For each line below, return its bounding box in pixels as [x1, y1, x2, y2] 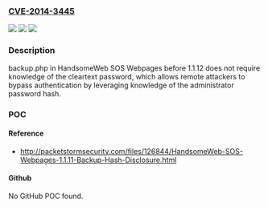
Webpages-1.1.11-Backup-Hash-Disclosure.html [19, 155, 177, 164]
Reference [8, 128, 44, 138]
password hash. [8, 88, 62, 98]
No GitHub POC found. [8, 191, 84, 201]
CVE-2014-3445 [8, 6, 75, 17]
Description [8, 45, 56, 56]
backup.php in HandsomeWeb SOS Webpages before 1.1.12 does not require [8, 63, 261, 73]
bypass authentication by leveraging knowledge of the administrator [8, 80, 235, 90]
